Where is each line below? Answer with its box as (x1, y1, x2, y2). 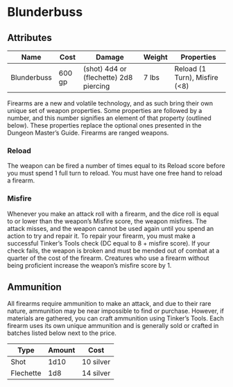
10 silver (82, 357, 111, 367)
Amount (48, 345, 76, 355)
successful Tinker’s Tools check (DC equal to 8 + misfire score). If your (7, 239, 210, 247)
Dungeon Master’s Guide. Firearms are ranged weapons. (7, 129, 169, 137)
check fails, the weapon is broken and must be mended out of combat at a (7, 246, 220, 255)
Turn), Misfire (174, 73, 218, 82)
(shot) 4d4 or (83, 64, 127, 74)
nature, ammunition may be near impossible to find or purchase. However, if (7, 307, 224, 316)
